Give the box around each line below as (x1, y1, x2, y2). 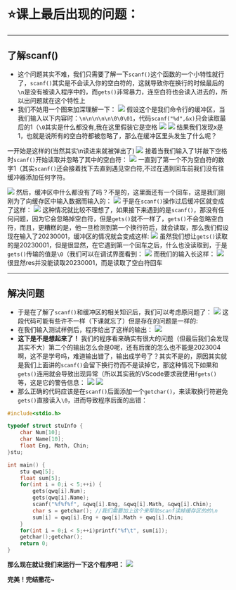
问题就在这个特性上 (29, 96, 86, 104)
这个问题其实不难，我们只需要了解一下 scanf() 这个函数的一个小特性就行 (17, 70, 225, 78)
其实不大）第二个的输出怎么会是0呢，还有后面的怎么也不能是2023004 (17, 343, 221, 351)
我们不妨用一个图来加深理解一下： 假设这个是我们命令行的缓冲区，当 (17, 105, 225, 113)
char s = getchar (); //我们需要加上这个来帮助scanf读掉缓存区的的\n (32, 507, 218, 515)
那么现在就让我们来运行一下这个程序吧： (7, 560, 124, 569)
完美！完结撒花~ (7, 575, 55, 584)
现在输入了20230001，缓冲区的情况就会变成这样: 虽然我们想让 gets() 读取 (7, 232, 228, 240)
